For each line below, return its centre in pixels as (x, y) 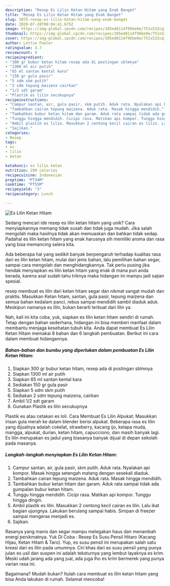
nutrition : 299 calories (31, 170)
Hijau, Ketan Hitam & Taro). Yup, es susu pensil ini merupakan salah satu (81, 542)
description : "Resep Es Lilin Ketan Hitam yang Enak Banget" (71, 10)
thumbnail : (17, 34)
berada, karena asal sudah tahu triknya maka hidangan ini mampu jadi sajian (85, 275)
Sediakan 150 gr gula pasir (40, 385)
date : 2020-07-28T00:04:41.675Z (39, 24)
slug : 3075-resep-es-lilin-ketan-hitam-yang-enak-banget (67, 19)
